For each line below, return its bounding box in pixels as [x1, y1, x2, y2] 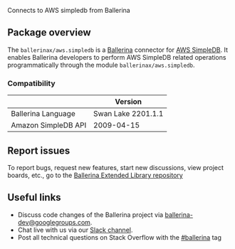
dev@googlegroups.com [17, 218, 91, 226]
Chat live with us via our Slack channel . [17, 226, 133, 234]
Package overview [7, 26, 91, 38]
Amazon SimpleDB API [11, 120, 87, 130]
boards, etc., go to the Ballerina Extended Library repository [7, 171, 183, 179]
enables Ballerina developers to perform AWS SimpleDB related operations [7, 53, 226, 61]
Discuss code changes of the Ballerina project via [17, 210, 164, 219]
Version [115, 97, 142, 107]
